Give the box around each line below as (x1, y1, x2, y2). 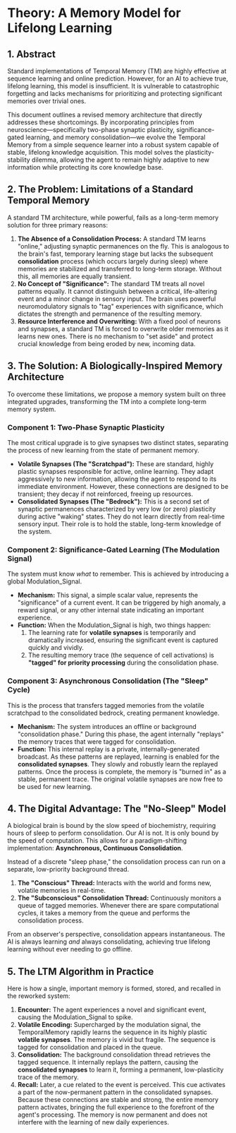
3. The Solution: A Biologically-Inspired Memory (7, 360, 223, 372)
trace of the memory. (17, 1073, 79, 1081)
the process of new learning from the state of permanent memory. (7, 446, 199, 454)
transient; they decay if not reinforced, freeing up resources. (17, 490, 194, 498)
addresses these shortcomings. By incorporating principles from (7, 118, 194, 126)
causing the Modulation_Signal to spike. (17, 1013, 133, 1021)
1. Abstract (7, 48, 56, 60)
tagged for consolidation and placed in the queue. (17, 1043, 163, 1052)
